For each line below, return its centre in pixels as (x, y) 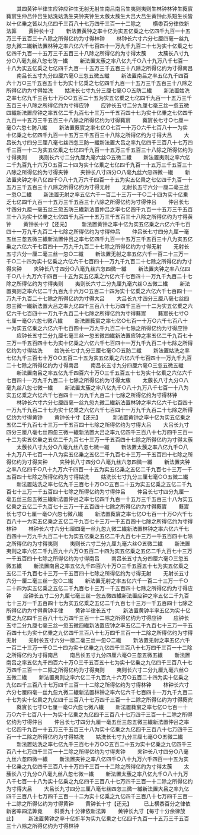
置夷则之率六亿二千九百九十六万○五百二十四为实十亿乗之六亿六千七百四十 (97, 291)
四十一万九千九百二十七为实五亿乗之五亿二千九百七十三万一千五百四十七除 (102, 536)
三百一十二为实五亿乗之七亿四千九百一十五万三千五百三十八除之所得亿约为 (102, 150)
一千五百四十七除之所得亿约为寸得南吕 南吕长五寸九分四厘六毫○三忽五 (97, 558)
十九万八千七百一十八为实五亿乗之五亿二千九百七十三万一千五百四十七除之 (97, 454)
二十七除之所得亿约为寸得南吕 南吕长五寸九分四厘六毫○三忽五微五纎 (95, 365)
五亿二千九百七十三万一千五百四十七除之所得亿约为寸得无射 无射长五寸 (98, 573)
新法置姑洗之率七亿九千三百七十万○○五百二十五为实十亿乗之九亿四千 (102, 744)
